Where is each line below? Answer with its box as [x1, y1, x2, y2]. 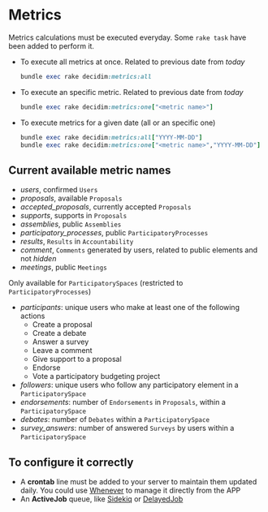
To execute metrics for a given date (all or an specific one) [19, 118, 216, 127]
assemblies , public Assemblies [19, 219, 122, 229]
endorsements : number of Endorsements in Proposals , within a [19, 398, 226, 407]
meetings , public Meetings [19, 262, 107, 273]
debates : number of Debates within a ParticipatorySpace [19, 415, 210, 424]
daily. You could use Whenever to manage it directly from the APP [19, 485, 241, 496]
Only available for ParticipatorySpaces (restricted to [8, 278, 184, 288]
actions [19, 311, 45, 321]
